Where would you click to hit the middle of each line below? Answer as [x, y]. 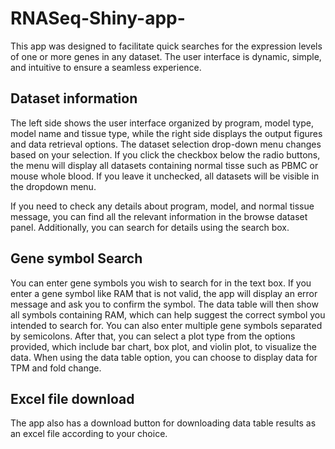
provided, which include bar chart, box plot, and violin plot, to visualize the [163, 346]
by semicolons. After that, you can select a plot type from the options [153, 336]
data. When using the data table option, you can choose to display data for [164, 357]
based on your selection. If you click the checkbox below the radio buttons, [165, 154]
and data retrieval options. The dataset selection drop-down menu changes [166, 144]
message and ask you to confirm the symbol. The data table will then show [164, 304]
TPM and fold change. [56, 368]
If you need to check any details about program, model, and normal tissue [162, 206]
